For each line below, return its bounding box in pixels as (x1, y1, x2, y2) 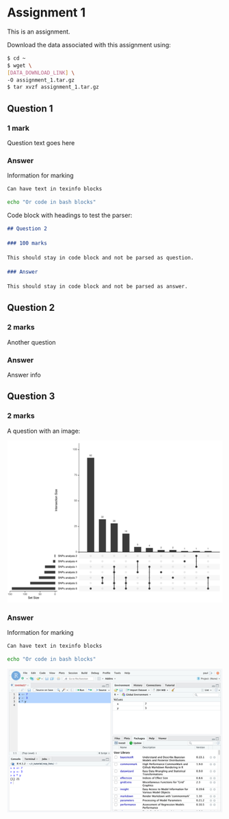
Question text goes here (7, 139, 75, 147)
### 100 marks (7, 240, 48, 247)
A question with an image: (7, 427, 81, 435)
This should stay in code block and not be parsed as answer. (7, 283, 188, 290)
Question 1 (7, 103, 53, 114)
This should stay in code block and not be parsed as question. (7, 254, 194, 261)
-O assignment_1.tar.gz (7, 77, 75, 84)
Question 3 (7, 390, 55, 402)
